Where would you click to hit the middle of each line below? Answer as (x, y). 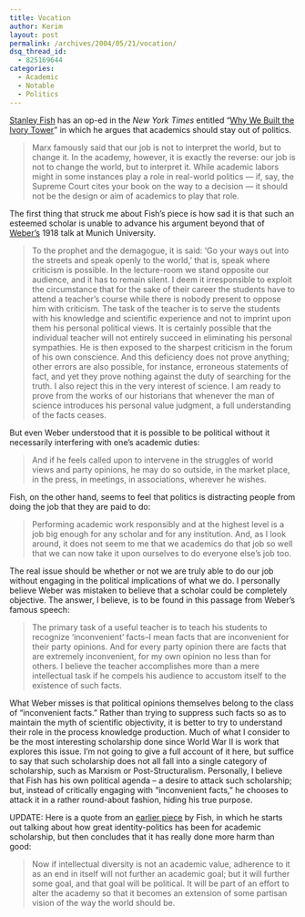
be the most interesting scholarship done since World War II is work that (144, 741)
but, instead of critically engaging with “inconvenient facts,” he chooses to (149, 790)
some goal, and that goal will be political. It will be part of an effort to (160, 883)
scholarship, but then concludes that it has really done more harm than (142, 836)
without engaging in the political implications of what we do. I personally (145, 580)
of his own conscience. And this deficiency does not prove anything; (160, 357)
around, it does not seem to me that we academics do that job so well (162, 544)
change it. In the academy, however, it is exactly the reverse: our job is (163, 157)
